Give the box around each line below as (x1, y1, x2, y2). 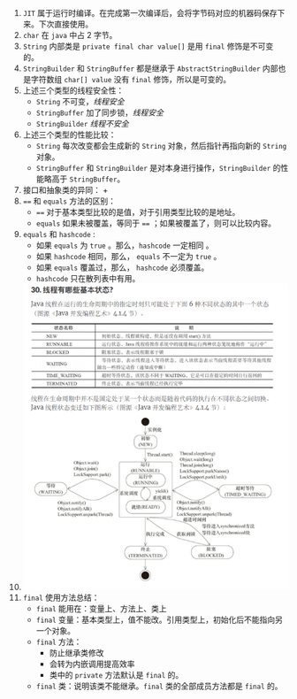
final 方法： (35, 636, 82, 647)
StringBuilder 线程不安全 (35, 119, 129, 128)
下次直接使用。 (38, 19, 94, 29)
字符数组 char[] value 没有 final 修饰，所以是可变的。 (30, 74, 232, 84)
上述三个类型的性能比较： (22, 129, 117, 140)
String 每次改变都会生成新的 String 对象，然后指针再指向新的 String (35, 141, 287, 150)
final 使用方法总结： (22, 592, 100, 603)
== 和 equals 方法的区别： (22, 196, 116, 206)
